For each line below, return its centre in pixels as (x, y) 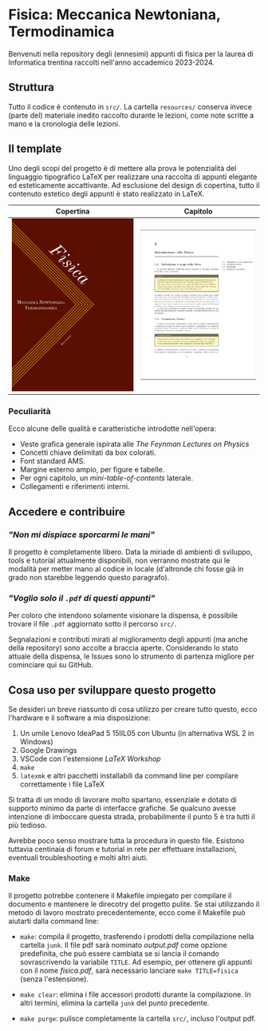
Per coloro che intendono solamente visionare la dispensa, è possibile (123, 615)
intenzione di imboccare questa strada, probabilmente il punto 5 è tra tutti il (132, 817)
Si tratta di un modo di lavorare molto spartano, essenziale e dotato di (122, 800)
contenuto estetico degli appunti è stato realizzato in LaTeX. (106, 193)
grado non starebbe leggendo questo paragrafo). (89, 578)
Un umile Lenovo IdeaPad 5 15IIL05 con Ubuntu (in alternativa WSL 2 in (137, 734)
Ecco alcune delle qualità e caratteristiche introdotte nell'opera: (112, 428)
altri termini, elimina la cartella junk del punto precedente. (114, 1003)
